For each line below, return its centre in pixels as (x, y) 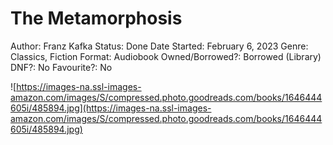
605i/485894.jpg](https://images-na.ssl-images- (111, 108)
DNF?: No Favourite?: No (61, 67)
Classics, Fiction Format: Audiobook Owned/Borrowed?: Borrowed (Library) (166, 56)
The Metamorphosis (96, 18)
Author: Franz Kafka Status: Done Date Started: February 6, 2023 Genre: (159, 46)
